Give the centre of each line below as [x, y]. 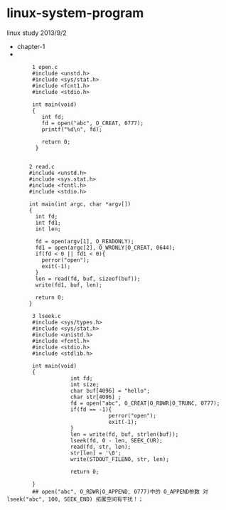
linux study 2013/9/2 [37, 33]
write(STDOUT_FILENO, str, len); [120, 459]
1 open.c [45, 67]
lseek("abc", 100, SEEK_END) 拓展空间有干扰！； [75, 499]
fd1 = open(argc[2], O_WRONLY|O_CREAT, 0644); [105, 248]
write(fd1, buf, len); [69, 285]
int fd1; [48, 223]
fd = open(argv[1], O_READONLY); [85, 241]
